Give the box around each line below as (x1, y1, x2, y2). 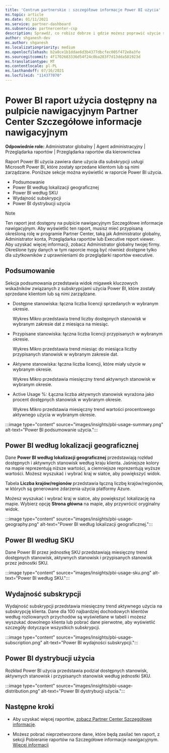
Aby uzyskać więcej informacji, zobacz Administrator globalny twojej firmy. (5, 241, 161, 247)
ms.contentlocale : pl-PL (5, 63, 57, 69)
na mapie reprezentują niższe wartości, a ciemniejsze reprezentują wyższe (5, 465, 160, 471)
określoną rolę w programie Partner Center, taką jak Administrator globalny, (5, 230, 161, 237)
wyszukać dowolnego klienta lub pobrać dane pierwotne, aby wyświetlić (5, 619, 156, 625)
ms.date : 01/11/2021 (5, 17, 49, 22)
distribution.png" (5, 688, 40, 694)
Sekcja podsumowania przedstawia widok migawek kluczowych (5, 280, 138, 286)
